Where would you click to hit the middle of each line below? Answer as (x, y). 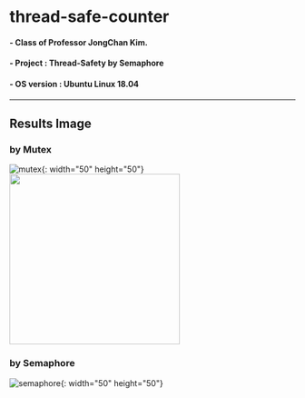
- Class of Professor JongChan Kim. (79, 42)
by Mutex (30, 149)
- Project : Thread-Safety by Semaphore (87, 63)
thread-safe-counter (89, 17)
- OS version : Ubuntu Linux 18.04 (74, 84)
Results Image (51, 123)
